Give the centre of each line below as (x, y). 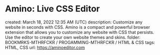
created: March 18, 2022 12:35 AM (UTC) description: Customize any (74, 22)
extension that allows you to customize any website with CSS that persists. (80, 32)
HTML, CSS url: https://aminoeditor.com (45, 47)
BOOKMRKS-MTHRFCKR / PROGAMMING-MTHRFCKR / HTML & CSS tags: (80, 42)
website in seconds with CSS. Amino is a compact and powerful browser (78, 27)
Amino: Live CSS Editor (53, 9)
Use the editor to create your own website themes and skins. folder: (73, 37)
